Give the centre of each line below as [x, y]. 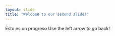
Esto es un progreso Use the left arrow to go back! [57, 28]
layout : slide [20, 10]
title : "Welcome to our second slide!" [47, 14]
